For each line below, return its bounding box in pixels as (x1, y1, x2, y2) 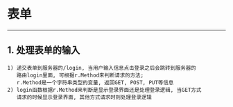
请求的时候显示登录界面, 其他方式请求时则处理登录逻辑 (16, 94, 153, 101)
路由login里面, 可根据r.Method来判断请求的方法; (16, 72, 144, 79)
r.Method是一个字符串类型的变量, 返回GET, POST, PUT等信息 (16, 79, 174, 86)
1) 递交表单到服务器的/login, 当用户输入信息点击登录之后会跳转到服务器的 (7, 64, 196, 71)
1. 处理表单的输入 (7, 44, 80, 56)
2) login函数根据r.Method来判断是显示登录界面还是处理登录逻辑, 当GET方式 (7, 86, 202, 93)
